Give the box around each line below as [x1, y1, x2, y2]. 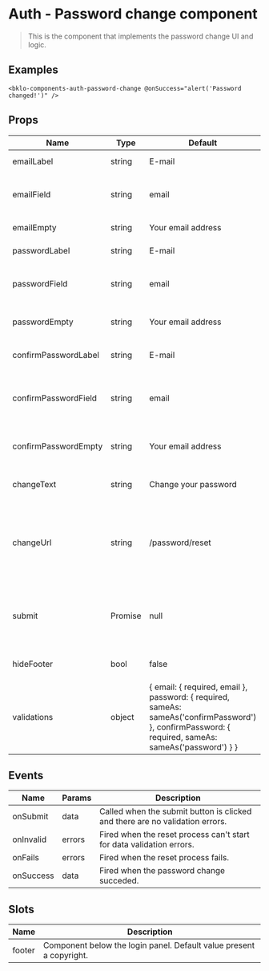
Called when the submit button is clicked [98, 806, 252, 817]
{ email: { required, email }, [149, 681, 248, 693]
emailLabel [12, 156, 54, 167]
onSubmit [12, 811, 49, 823]
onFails [12, 852, 40, 863]
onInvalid [12, 834, 47, 845]
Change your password [149, 478, 238, 490]
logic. [27, 39, 46, 49]
